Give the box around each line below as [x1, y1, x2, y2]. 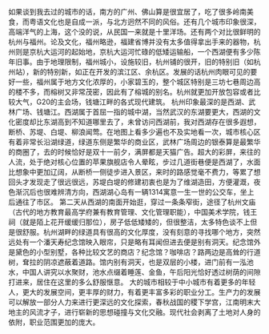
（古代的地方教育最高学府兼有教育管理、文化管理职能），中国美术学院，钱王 [8, 207, 258, 216]
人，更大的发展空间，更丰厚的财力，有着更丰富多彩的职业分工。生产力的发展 [8, 288, 261, 296]
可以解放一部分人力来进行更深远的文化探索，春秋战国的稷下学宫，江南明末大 [8, 297, 261, 307]
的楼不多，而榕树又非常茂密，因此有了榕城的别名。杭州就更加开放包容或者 [8, 87, 254, 96]
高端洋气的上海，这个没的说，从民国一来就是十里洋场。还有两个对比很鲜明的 [8, 27, 261, 36]
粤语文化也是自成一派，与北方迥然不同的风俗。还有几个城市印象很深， [29, 17, 261, 26]
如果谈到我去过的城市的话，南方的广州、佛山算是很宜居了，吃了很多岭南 [8, 7, 247, 16]
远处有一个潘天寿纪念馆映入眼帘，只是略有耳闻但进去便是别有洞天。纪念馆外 [8, 237, 261, 247]
